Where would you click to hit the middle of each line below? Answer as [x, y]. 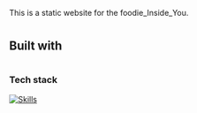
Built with [36, 46]
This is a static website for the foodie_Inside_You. [99, 13]
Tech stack [33, 80]
